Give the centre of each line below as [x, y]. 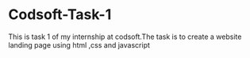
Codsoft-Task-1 [60, 15]
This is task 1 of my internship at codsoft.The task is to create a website [125, 37]
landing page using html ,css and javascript [79, 44]
